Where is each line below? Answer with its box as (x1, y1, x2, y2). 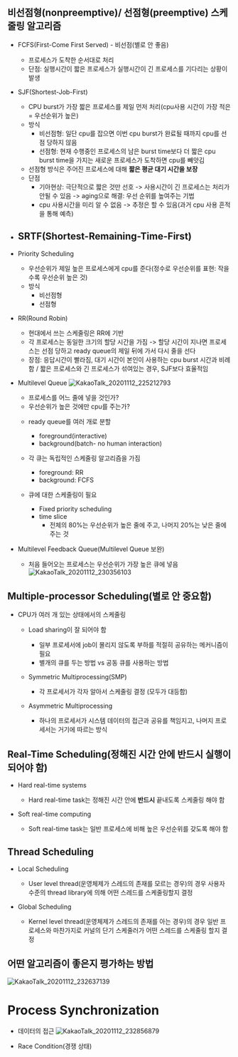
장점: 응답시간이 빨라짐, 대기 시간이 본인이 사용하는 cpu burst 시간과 (28, 355, 218, 363)
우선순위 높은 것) (41, 273, 88, 282)
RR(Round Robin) (17, 314, 68, 322)
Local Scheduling (17, 865, 69, 873)
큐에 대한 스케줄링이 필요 (28, 490, 97, 499)
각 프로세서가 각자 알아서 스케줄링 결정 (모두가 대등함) (38, 687, 188, 696)
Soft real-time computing (17, 810, 92, 818)
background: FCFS (38, 475, 94, 484)
